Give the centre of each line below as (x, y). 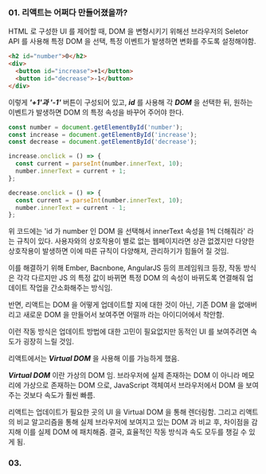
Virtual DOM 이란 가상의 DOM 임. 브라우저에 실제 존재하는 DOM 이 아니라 (124, 375)
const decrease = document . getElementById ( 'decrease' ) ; (103, 142)
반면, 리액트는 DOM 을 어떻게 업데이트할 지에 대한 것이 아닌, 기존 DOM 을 (122, 305)
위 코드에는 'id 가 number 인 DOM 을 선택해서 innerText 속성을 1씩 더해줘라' (127, 231)
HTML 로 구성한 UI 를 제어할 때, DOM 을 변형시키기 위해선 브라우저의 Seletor (128, 31)
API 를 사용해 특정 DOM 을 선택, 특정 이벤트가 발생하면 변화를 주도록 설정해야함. (132, 41)
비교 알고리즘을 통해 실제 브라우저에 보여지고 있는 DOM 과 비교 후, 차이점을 (133, 422)
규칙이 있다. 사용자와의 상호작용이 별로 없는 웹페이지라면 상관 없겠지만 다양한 (135, 241)
